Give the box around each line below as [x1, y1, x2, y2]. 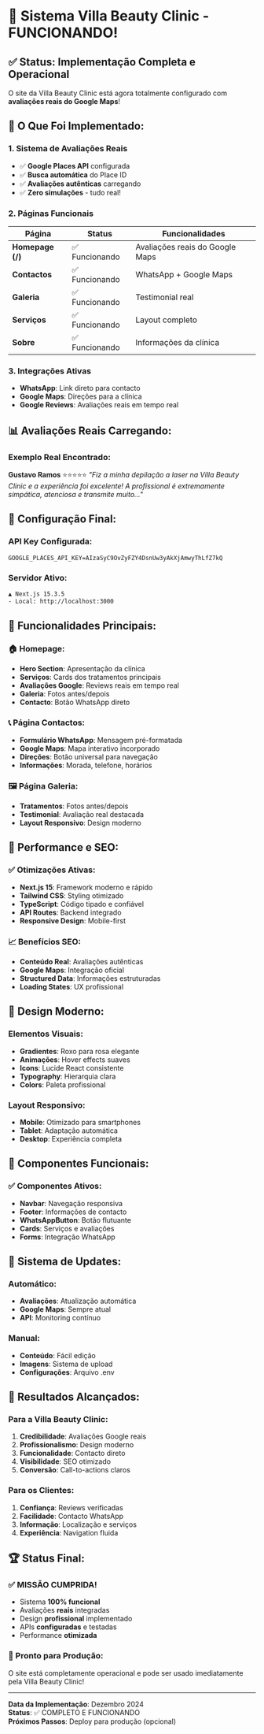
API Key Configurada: [8, 536, 93, 547]
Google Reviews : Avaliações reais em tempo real [19, 400, 179, 410]
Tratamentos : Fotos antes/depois [19, 801, 129, 811]
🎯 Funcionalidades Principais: [8, 619, 157, 633]
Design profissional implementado [19, 1614, 133, 1624]
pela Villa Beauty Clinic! [8, 1676, 85, 1686]
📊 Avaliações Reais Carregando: [8, 424, 172, 437]
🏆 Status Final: [8, 1552, 85, 1565]
